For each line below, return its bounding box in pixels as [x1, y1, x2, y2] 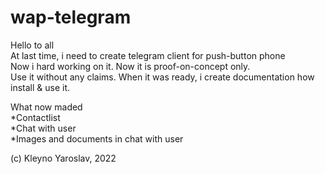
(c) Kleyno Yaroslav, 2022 [10, 152, 117, 164]
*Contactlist [10, 111, 61, 123]
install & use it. [10, 81, 71, 93]
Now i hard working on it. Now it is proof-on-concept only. [10, 60, 251, 72]
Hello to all [10, 39, 55, 51]
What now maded [10, 101, 83, 113]
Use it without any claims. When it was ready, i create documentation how [10, 71, 315, 83]
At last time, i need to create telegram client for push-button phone [10, 49, 286, 61]
